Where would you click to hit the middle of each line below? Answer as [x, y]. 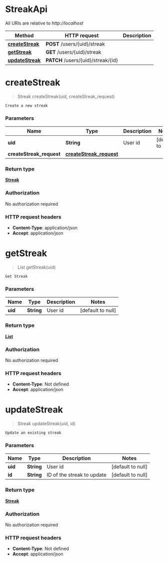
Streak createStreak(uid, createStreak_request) [66, 96]
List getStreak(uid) [36, 267]
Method [24, 35]
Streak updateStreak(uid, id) [46, 424]
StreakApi [26, 9]
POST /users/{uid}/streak [75, 44]
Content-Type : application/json [45, 228]
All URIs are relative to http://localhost [44, 23]
